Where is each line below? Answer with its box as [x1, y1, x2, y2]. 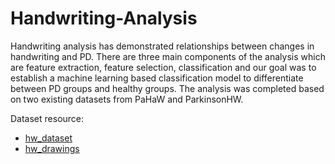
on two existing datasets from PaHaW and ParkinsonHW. [10, 93, 244, 105]
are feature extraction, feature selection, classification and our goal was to [10, 61, 317, 73]
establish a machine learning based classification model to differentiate [10, 72, 304, 84]
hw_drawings [24, 142, 80, 154]
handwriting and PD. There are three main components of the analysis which [10, 50, 326, 62]
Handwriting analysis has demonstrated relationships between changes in [10, 40, 315, 52]
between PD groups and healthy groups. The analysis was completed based [10, 82, 325, 94]
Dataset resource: [10, 112, 85, 124]
